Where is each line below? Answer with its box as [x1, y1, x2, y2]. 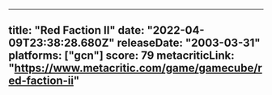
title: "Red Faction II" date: [8, 23, 145, 37]
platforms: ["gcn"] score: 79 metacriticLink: [8, 49, 235, 63]
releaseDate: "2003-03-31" [117, 36, 261, 50]
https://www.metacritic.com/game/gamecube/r [14, 61, 263, 75]
